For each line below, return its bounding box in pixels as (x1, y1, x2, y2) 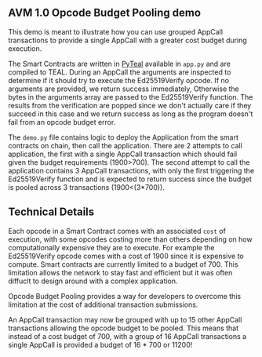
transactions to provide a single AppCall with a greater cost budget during (8, 35, 247, 45)
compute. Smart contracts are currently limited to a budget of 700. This (8, 259, 238, 269)
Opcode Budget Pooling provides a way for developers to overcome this (8, 291, 242, 301)
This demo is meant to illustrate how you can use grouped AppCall (8, 27, 224, 36)
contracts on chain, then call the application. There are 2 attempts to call (8, 140, 243, 150)
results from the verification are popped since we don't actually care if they (8, 100, 252, 110)
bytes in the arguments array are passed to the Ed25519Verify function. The (8, 92, 253, 101)
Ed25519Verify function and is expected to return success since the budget (8, 174, 253, 184)
